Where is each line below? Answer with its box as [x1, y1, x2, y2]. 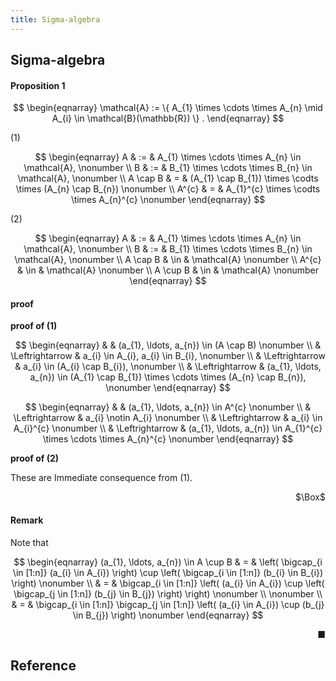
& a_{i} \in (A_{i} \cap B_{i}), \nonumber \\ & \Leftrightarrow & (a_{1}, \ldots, [14, 361, 322, 373]
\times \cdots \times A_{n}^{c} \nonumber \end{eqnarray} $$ [42, 433, 294, 445]
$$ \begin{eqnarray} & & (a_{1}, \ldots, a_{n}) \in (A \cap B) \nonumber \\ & [14, 339, 322, 351]
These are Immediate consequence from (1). [10, 472, 193, 484]
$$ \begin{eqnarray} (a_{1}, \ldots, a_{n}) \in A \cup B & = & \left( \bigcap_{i [13, 556, 323, 568]
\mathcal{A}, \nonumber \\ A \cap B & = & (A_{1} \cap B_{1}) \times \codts [17, 172, 319, 185]
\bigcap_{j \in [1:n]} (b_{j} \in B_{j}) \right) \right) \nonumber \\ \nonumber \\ [13, 587, 323, 600]
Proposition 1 [10, 79, 66, 91]
